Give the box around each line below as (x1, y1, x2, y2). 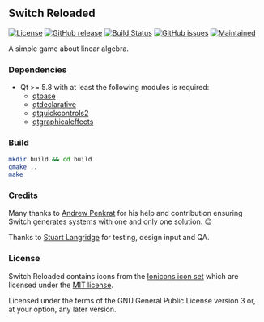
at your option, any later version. (8, 304, 117, 314)
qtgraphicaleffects (32, 117, 94, 127)
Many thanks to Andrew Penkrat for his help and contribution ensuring (8, 208, 243, 218)
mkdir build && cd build (8, 156, 92, 164)
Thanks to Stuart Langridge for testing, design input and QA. (8, 233, 210, 243)
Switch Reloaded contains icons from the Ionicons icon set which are (8, 271, 239, 281)
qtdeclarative (32, 100, 77, 109)
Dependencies (8, 64, 67, 75)
